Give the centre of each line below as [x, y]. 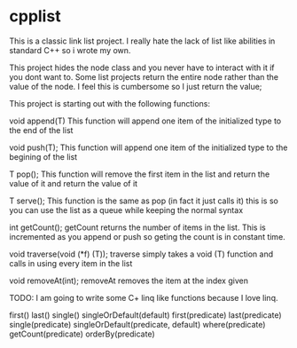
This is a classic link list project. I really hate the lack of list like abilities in [142, 41]
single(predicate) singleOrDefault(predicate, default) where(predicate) [137, 324]
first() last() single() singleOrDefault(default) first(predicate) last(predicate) [145, 315]
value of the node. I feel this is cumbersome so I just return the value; [136, 86]
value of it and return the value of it [74, 183]
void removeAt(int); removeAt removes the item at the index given [129, 281]
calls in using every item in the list [71, 263]
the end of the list [41, 130]
